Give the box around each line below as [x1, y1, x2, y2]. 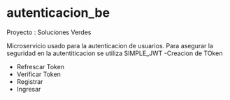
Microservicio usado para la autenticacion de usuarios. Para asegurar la [6, 41, 214, 50]
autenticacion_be [6, 5, 110, 21]
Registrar [16, 77, 43, 85]
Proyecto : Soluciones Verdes [6, 28, 92, 36]
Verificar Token [16, 70, 61, 78]
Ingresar [16, 85, 41, 93]
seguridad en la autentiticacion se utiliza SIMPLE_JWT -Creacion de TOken [6, 49, 223, 57]
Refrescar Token [16, 62, 64, 71]
